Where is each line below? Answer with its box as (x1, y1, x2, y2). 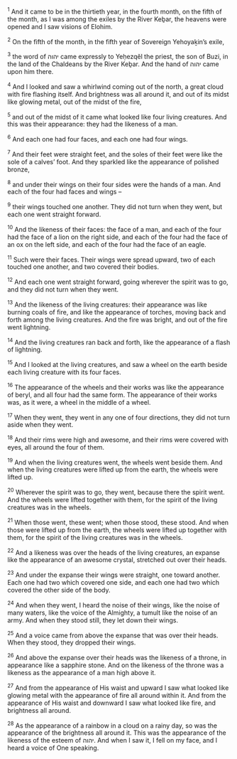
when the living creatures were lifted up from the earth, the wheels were (7, 465, 219, 474)
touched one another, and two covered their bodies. (7, 262, 160, 271)
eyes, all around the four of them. (7, 442, 105, 451)
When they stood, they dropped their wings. (7, 638, 136, 647)
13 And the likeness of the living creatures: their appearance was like (7, 299, 207, 309)
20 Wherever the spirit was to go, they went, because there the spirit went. (7, 487, 225, 497)
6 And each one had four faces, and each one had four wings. (7, 134, 188, 143)
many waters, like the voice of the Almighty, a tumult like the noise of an (7, 608, 218, 617)
